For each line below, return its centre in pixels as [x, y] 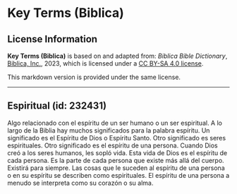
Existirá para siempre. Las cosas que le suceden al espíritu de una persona [116, 168]
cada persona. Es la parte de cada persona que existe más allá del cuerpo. [116, 160]
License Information [52, 39]
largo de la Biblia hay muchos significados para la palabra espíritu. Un [109, 130]
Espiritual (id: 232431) [57, 106]
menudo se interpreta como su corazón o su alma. [80, 183]
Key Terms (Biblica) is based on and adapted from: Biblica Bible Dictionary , [117, 56]
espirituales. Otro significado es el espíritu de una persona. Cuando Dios [113, 145]
